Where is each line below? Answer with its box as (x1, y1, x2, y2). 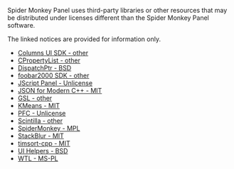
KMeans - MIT (17, 102, 60, 109)
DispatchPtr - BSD (17, 64, 72, 72)
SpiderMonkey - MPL (17, 124, 80, 132)
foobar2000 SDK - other (17, 71, 90, 80)
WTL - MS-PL (17, 154, 58, 163)
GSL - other (17, 94, 53, 102)
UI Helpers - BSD (17, 147, 68, 155)
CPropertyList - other (17, 56, 80, 65)
